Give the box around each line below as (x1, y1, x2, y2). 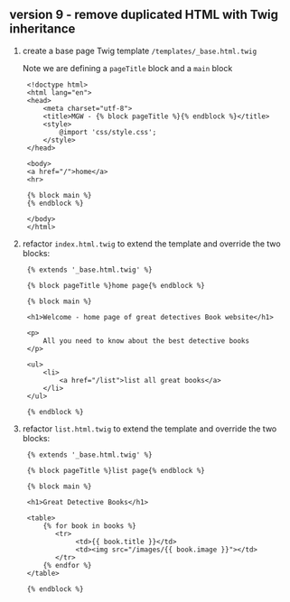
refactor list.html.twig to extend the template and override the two (22, 423, 277, 434)
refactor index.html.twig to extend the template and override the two (22, 238, 282, 249)
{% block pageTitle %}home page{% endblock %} (26, 281, 205, 290)
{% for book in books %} (42, 521, 137, 531)
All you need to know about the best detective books (42, 336, 250, 346)
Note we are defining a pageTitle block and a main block (22, 62, 233, 73)
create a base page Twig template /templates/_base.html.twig (22, 45, 257, 56)
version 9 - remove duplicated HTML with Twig (9, 7, 278, 23)
